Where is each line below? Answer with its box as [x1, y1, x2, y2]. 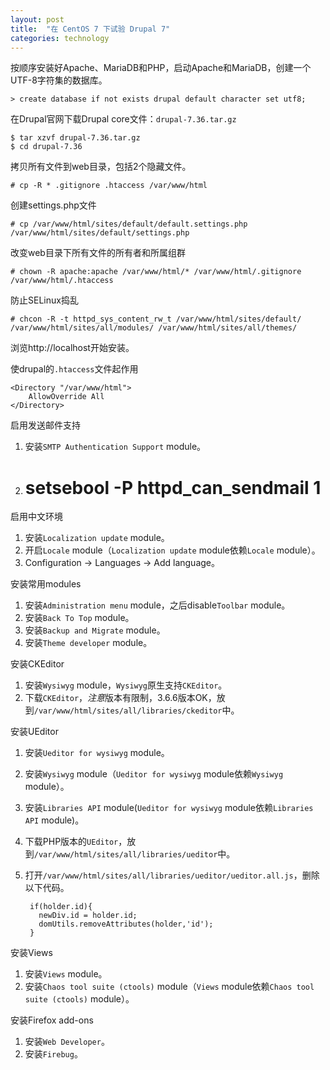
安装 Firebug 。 [24, 1048, 83, 1060]
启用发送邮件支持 [10, 419, 81, 431]
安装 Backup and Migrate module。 [24, 624, 166, 636]
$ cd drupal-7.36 [10, 142, 83, 152]
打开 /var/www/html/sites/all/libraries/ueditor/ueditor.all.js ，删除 [24, 869, 320, 881]
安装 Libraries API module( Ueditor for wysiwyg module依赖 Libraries [24, 802, 314, 814]
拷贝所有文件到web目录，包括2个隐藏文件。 [10, 161, 192, 173]
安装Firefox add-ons [10, 1014, 94, 1026]
